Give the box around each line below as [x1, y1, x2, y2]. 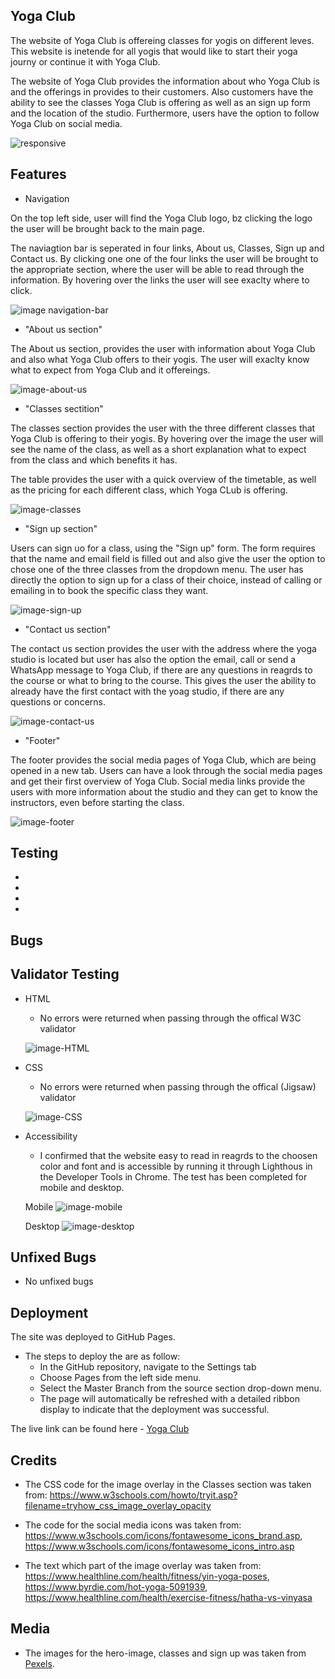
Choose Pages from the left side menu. [39, 1372, 202, 1384]
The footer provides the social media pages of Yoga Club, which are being [10, 754, 317, 766]
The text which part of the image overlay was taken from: [24, 1560, 262, 1572]
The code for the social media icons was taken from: [24, 1519, 242, 1531]
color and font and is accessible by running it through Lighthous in [39, 1160, 313, 1172]
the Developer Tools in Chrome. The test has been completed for [39, 1170, 308, 1183]
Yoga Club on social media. [10, 117, 123, 129]
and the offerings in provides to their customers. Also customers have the [10, 85, 314, 98]
